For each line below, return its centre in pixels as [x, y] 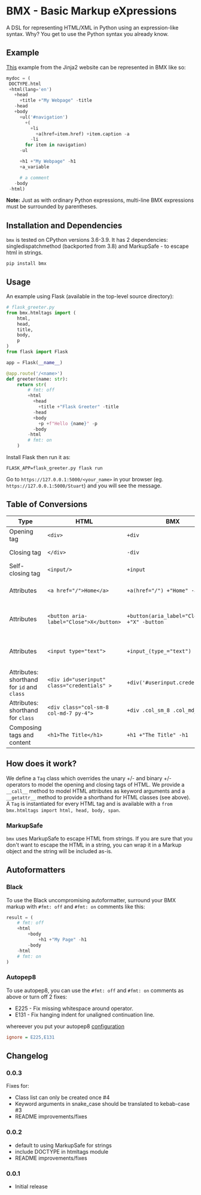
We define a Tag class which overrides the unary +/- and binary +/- [89, 778]
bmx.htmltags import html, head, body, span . [63, 810]
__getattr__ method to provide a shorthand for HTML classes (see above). [98, 797]
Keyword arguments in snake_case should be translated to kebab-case [102, 1104]
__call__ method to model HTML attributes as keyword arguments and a [96, 791]
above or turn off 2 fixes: [37, 997]
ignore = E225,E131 [31, 1037]
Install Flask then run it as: [38, 457]
